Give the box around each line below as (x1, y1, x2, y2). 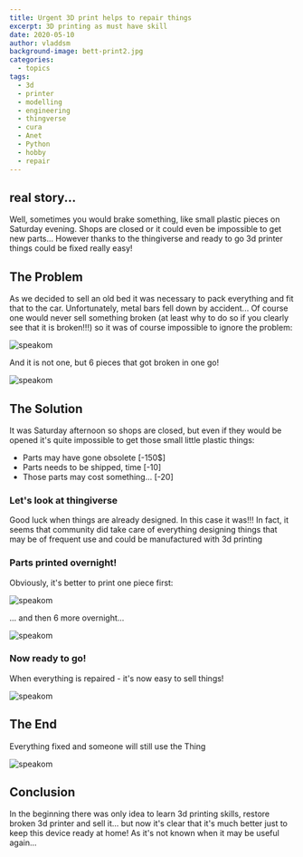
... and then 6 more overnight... (9, 612, 125, 623)
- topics (17, 64, 51, 73)
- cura (17, 123, 43, 132)
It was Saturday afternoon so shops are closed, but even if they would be (9, 425, 282, 436)
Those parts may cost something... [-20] (22, 471, 174, 482)
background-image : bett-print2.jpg (9, 47, 144, 56)
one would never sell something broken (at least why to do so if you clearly (9, 313, 289, 323)
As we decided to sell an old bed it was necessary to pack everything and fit (9, 294, 294, 304)
